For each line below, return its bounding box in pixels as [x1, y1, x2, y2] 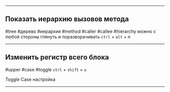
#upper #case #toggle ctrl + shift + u [5, 66, 87, 72]
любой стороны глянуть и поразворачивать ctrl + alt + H [5, 33, 131, 39]
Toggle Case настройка [5, 76, 56, 82]
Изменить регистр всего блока [5, 53, 109, 62]
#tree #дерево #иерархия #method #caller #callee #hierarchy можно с [5, 28, 156, 34]
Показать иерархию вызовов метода [5, 15, 129, 23]
